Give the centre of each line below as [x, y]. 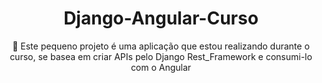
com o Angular [161, 67]
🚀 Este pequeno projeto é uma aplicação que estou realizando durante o [161, 46]
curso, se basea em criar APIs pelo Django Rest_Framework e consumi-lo [161, 56]
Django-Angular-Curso [161, 18]
